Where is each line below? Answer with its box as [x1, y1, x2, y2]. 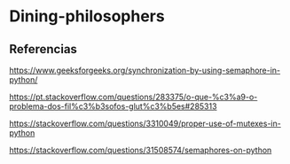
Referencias [9, 42, 78, 57]
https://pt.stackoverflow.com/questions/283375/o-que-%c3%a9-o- [9, 91, 258, 102]
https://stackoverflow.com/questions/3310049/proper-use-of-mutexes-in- [9, 118, 281, 129]
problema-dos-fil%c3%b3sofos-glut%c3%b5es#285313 [9, 101, 217, 112]
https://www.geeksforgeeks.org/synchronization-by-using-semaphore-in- [9, 65, 281, 75]
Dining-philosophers [9, 6, 166, 27]
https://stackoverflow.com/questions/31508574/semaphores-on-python [9, 144, 272, 155]
